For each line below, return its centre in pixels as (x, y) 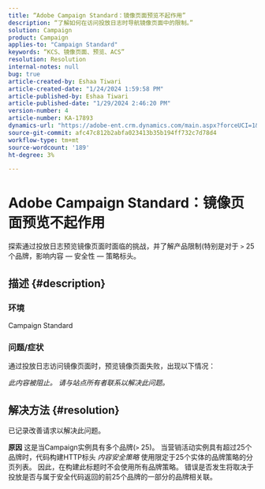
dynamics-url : (32, 125)
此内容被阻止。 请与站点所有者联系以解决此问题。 (89, 383)
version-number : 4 (38, 111)
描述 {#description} (57, 284)
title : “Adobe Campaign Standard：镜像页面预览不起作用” (97, 15)
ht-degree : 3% (32, 155)
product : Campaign (38, 37)
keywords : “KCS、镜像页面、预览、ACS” (66, 52)
